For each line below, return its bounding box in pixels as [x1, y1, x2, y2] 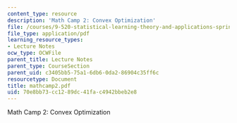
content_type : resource [7, 10, 78, 18]
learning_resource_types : [7, 37, 83, 44]
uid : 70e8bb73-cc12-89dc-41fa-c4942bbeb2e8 [7, 89, 138, 96]
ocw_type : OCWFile [7, 50, 61, 57]
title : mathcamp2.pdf [7, 82, 71, 89]
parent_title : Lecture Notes [7, 56, 93, 63]
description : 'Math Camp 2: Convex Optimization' [7, 17, 157, 24]
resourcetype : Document [7, 75, 78, 83]
